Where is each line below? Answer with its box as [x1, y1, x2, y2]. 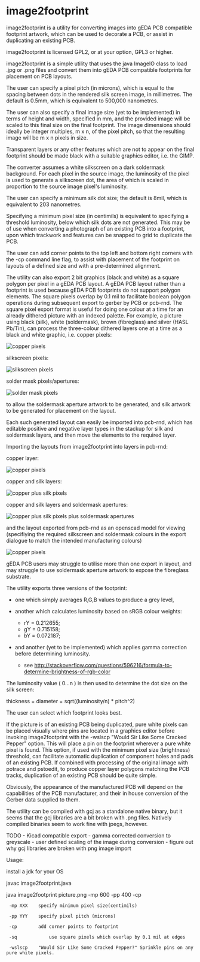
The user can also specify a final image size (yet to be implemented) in [6, 108, 180, 116]
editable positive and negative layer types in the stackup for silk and [6, 425, 174, 432]
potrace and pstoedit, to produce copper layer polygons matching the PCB [6, 765, 190, 772]
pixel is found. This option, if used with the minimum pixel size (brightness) [6, 746, 190, 753]
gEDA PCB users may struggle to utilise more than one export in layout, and [6, 560, 192, 567]
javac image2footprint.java [6, 879, 72, 887]
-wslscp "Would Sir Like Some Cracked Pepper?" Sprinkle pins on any [8, 945, 194, 951]
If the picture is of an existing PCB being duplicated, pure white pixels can [6, 721, 188, 728]
